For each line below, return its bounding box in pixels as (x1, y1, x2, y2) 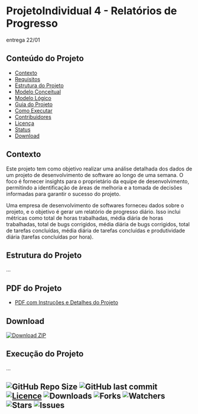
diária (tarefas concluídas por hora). (6, 233, 93, 240)
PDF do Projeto (6, 283, 62, 293)
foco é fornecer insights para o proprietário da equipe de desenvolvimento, (6, 178, 190, 185)
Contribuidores (14, 113, 51, 120)
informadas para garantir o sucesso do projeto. (6, 190, 121, 197)
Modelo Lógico (14, 94, 51, 101)
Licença (14, 120, 34, 127)
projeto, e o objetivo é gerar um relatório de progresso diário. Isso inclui (6, 208, 181, 215)
